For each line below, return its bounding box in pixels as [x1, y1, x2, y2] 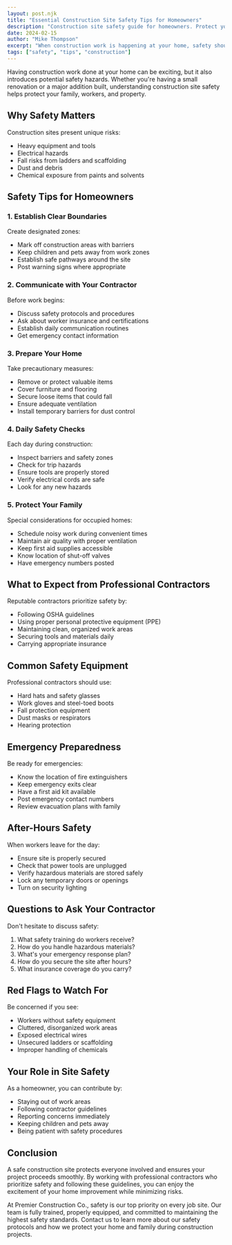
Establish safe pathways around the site [17, 255, 131, 264]
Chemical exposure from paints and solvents [17, 171, 145, 179]
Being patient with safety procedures [17, 1127, 123, 1135]
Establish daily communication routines [17, 324, 129, 332]
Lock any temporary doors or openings [17, 876, 129, 884]
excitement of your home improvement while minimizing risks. [7, 1188, 184, 1196]
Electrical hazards [17, 149, 69, 157]
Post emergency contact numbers [17, 795, 115, 803]
